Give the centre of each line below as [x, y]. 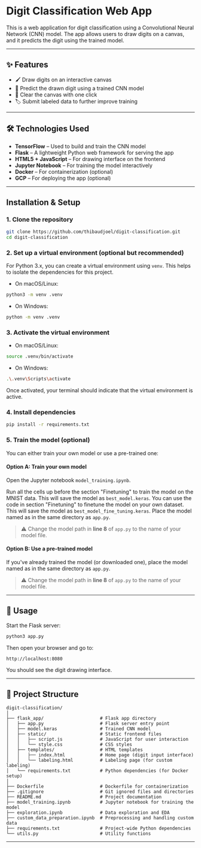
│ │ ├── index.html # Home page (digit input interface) [100, 755]
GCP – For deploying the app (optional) [63, 178]
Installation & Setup [43, 202]
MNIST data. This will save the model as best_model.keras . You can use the [99, 498]
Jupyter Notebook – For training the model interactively [83, 165]
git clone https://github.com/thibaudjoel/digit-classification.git [93, 232]
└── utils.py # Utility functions [79, 834]
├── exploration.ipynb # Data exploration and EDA [88, 813]
